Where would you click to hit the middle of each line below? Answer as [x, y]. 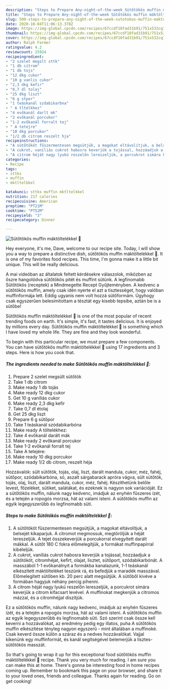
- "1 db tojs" [21, 71]
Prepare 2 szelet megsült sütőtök [47, 377]
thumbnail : [17, 33]
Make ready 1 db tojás [36, 387]
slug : [11, 19]
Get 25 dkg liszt [29, 414]
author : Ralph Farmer [28, 43]
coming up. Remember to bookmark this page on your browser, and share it [84, 671]
